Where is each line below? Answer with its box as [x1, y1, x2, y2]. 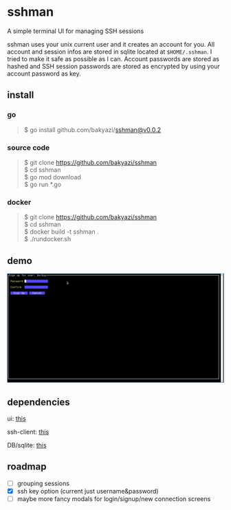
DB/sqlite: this [7, 441, 47, 450]
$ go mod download [23, 173, 81, 181]
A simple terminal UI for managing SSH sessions [7, 27, 144, 35]
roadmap [7, 461, 47, 473]
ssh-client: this [7, 428, 49, 436]
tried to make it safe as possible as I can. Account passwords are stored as [7, 54, 220, 63]
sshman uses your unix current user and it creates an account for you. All [7, 40, 215, 48]
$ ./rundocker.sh [23, 235, 71, 243]
